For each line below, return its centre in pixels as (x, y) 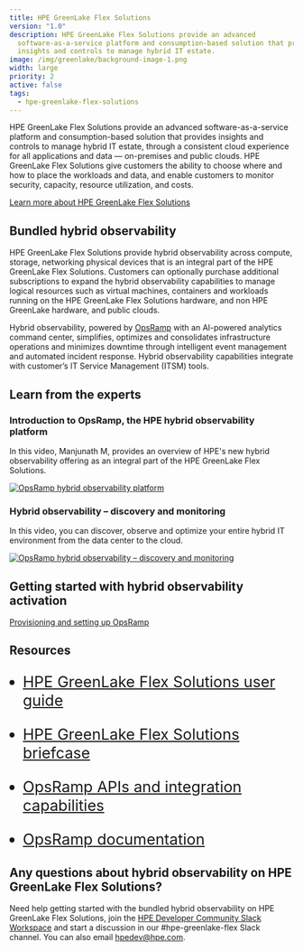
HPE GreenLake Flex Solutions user (149, 682)
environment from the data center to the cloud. (96, 541)
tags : (19, 93)
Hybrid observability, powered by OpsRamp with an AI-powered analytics (146, 328)
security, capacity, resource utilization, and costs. (101, 185)
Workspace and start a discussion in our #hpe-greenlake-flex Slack (135, 928)
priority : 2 (32, 77)
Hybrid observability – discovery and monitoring (118, 511)
